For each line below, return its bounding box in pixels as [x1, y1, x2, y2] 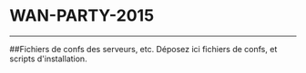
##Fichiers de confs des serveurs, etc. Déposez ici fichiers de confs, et [9, 43, 278, 54]
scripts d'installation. [9, 53, 88, 64]
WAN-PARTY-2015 [9, 5, 155, 26]
